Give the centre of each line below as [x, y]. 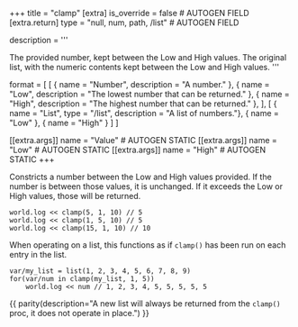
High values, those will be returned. [75, 196]
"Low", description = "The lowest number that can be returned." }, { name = [149, 94]
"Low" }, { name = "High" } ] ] [64, 123]
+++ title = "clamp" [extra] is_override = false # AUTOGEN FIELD [129, 13]
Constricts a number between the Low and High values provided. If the [140, 177]
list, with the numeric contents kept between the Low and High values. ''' [144, 67]
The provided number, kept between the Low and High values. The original [148, 57]
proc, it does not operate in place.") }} [80, 313]
